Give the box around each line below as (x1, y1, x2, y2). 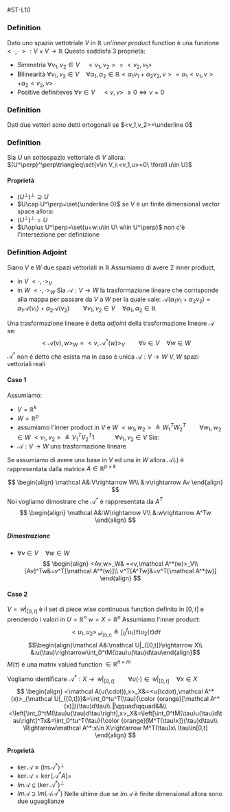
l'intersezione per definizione (16, 230, 100, 239)
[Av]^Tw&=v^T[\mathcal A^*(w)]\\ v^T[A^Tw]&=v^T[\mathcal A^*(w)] (24, 567, 217, 575)
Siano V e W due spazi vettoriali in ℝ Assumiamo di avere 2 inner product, (7, 263, 216, 272)
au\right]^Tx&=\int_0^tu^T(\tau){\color (12, 716, 120, 724)
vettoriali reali (7, 360, 46, 368)
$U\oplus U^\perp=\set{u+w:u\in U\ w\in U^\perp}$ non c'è (16, 223, 185, 231)
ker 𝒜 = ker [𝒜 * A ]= (16, 771, 72, 780)
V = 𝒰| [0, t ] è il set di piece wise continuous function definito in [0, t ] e (7, 605, 205, 615)
